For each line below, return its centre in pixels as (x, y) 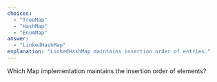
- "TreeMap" (31, 20)
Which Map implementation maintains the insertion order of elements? (107, 71)
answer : (18, 39)
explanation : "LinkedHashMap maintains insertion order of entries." (109, 52)
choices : (20, 13)
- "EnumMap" (31, 32)
